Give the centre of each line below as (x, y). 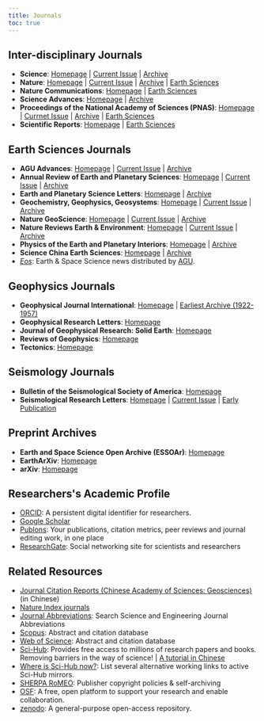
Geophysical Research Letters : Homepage (90, 322)
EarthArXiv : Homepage (58, 460)
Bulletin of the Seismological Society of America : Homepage (121, 391)
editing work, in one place (62, 538)
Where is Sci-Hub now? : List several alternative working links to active (134, 666)
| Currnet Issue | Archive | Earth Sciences (87, 116)
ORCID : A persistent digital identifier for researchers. (106, 513)
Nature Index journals (55, 608)
